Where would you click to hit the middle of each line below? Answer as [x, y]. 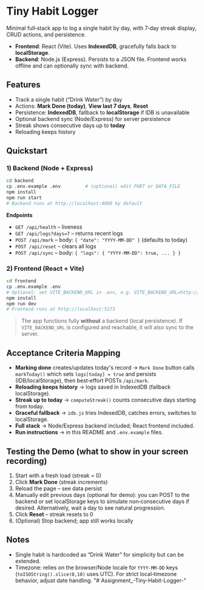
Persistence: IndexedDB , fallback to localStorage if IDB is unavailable [102, 112]
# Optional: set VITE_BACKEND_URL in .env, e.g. [69, 292]
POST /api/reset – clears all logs [56, 246]
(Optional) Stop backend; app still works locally [74, 521]
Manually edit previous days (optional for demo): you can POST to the [102, 495]
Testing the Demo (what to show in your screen [97, 451]
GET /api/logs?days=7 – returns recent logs [69, 233]
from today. [29, 406]
